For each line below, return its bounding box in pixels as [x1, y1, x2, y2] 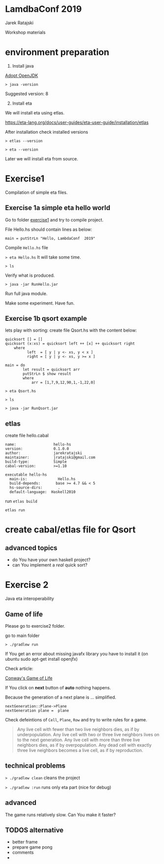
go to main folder [5, 633, 40, 639]
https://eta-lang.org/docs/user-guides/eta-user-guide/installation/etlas [5, 119, 149, 125]
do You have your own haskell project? [12, 557, 91, 563]
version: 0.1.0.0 [5, 447, 69, 451]
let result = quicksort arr [23, 367, 80, 372]
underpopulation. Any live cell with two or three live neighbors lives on [17, 732, 160, 737]
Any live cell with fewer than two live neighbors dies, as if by [17, 726, 139, 732]
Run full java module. [5, 290, 48, 297]
